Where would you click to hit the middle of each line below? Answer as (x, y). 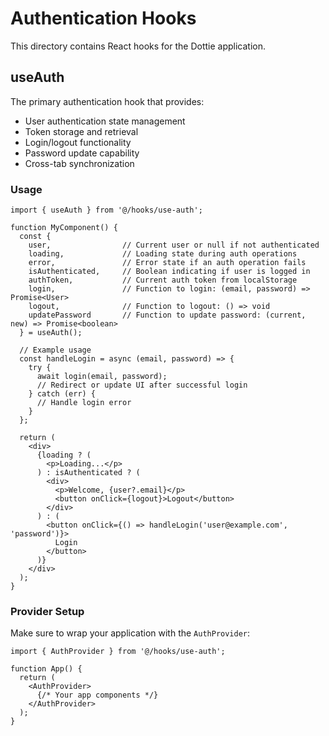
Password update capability (82, 153)
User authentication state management (105, 121)
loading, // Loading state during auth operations (163, 254)
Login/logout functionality (78, 142)
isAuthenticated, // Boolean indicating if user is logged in (169, 272)
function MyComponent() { (64, 228)
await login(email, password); (102, 377)
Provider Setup (47, 611)
